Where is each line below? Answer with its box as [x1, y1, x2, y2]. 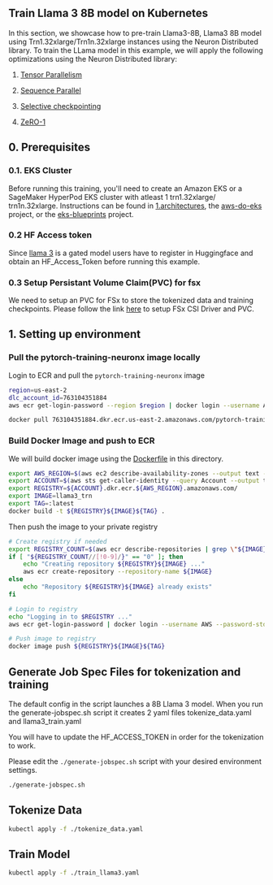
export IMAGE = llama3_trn [8, 492, 93, 501]
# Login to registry [8, 605, 79, 613]
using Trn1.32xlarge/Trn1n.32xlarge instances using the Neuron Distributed [8, 37, 258, 46]
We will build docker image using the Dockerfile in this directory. [8, 453, 224, 463]
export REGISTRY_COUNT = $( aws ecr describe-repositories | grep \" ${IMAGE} [8, 544, 267, 553]
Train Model [8, 847, 71, 861]
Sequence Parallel [19, 85, 81, 95]
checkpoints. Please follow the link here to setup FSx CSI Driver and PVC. [8, 304, 254, 314]
